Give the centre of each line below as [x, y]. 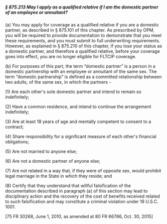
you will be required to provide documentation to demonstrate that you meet [83, 35]
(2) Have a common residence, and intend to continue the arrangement [78, 107]
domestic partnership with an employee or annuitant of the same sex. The [81, 71]
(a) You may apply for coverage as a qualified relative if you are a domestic [82, 24]
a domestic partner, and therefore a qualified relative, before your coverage [83, 51]
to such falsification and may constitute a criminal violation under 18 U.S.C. [82, 201]
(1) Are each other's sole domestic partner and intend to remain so [73, 92]
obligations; [17, 141]
